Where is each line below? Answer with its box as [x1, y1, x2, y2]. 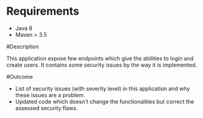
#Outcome [6, 73, 34, 80]
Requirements [6, 4, 79, 18]
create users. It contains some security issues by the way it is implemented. [6, 61, 197, 68]
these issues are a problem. [15, 91, 86, 98]
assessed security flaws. [15, 104, 78, 111]
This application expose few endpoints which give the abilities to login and [6, 54, 194, 62]
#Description [6, 43, 39, 50]
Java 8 [15, 24, 32, 32]
